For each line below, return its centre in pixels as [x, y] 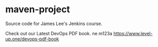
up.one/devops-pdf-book [32, 39]
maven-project [38, 9]
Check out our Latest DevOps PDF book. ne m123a [59, 33]
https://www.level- [133, 33]
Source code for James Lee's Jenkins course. [54, 24]
